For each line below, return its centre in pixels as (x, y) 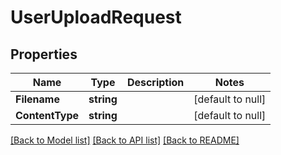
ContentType (47, 115)
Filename (37, 99)
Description (155, 82)
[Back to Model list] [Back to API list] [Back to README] (125, 140)
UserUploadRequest (96, 17)
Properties (44, 54)
